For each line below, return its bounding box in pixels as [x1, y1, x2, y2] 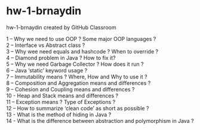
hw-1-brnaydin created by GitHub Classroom [6, 24, 116, 31]
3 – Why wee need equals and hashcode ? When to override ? [6, 47, 159, 55]
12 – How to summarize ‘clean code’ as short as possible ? [6, 104, 149, 112]
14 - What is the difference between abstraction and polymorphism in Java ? [6, 117, 194, 124]
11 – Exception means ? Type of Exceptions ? [6, 98, 116, 105]
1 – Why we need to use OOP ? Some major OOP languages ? [6, 35, 156, 42]
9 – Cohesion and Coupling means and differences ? [6, 85, 136, 93]
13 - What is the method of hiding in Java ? [6, 111, 112, 118]
